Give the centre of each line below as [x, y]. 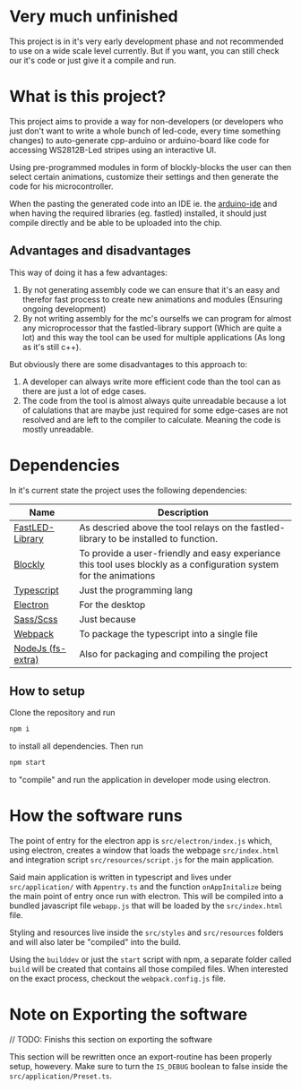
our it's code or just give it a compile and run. [93, 60]
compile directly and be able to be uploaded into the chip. [116, 222]
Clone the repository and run [62, 713]
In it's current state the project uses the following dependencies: [129, 490]
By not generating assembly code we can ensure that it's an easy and [151, 289]
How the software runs [96, 816]
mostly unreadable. [58, 429]
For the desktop [112, 605]
